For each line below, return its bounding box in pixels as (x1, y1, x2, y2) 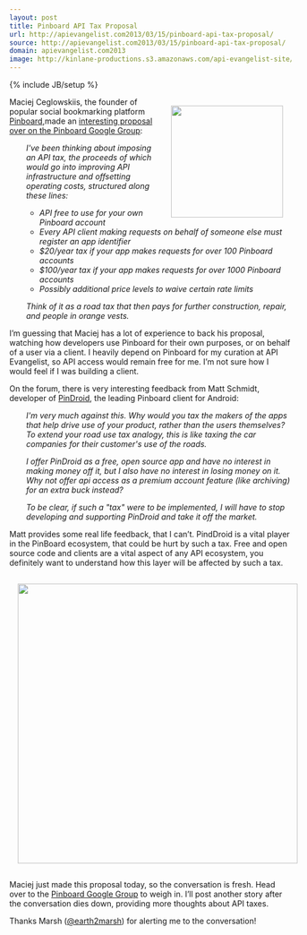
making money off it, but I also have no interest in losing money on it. (26, 466, 281, 476)
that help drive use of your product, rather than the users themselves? (26, 420, 286, 430)
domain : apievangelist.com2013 (9, 47, 126, 56)
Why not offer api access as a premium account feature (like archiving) (26, 476, 291, 485)
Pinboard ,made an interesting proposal (9, 116, 153, 126)
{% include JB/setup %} (9, 80, 98, 90)
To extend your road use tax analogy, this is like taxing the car (26, 429, 257, 440)
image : (9, 55, 34, 64)
